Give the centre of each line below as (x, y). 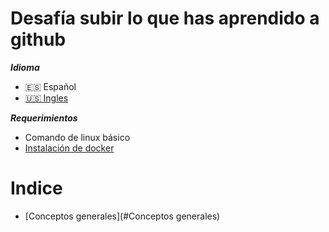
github (38, 39)
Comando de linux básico (77, 137)
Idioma (25, 67)
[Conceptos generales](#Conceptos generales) (122, 216)
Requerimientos (44, 118)
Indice (36, 188)
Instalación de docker (69, 148)
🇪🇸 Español (50, 86)
